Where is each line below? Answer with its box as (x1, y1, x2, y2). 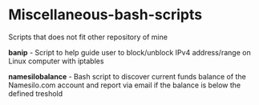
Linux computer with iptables (8, 56, 104, 66)
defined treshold (8, 88, 63, 98)
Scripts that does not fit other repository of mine (8, 32, 168, 42)
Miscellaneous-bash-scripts (8, 6, 203, 24)
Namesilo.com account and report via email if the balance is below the (8, 80, 241, 90)
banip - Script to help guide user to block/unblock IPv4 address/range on (8, 47, 251, 57)
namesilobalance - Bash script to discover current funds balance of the (8, 71, 246, 81)
